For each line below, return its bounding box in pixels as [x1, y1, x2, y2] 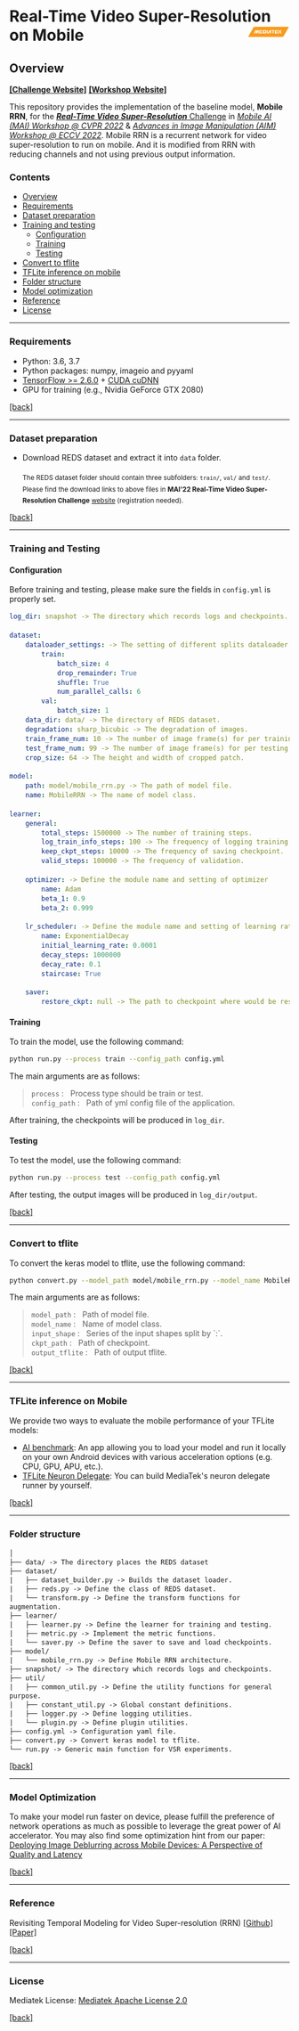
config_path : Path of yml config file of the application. [30, 1097, 236, 1108]
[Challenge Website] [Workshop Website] [9, 85, 167, 94]
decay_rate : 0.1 [41, 959, 101, 968]
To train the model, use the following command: [9, 1036, 184, 1048]
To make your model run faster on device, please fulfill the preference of [9, 1811, 275, 1823]
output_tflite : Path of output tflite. [30, 1347, 167, 1358]
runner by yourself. [21, 1480, 93, 1490]
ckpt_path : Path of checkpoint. [30, 1338, 150, 1349]
